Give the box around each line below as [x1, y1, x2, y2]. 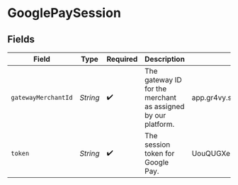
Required [106, 55, 138, 64]
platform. [144, 119, 175, 129]
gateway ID [144, 75, 182, 84]
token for [144, 149, 175, 158]
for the [144, 84, 167, 94]
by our [144, 111, 166, 120]
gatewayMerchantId [11, 94, 73, 101]
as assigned [144, 101, 185, 111]
